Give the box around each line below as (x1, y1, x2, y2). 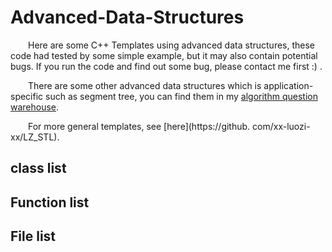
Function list (10, 194, 90, 211)
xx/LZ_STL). (10, 131, 60, 143)
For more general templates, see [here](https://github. (28, 120, 251, 132)
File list (10, 228, 57, 245)
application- (263, 79, 314, 91)
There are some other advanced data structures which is (28, 79, 262, 91)
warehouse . (10, 101, 60, 113)
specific (10, 90, 44, 102)
